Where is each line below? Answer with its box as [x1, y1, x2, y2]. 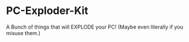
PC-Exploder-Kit [6, 4, 89, 17]
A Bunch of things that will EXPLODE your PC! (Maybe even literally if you [6, 23, 184, 30]
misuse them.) [6, 29, 41, 36]
